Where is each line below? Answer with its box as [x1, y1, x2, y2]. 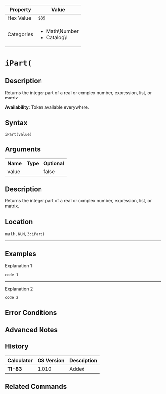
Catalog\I [46, 34, 68, 41]
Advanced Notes [5, 325, 58, 334]
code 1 [5, 272, 19, 278]
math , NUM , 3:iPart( [5, 231, 45, 237]
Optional [43, 160, 64, 167]
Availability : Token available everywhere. [5, 104, 89, 110]
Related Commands [5, 382, 67, 391]
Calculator [7, 357, 33, 364]
